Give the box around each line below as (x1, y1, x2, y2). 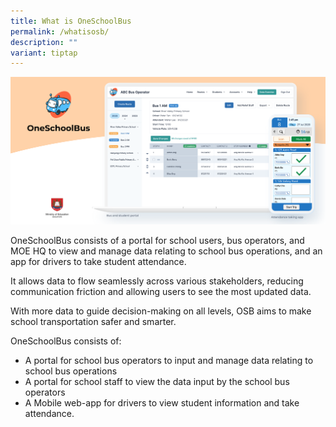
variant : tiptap (10, 48, 78, 58)
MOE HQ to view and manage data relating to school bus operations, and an (10, 245, 323, 257)
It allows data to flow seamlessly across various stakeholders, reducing (10, 275, 304, 287)
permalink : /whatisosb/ (10, 26, 110, 37)
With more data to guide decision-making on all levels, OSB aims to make (10, 305, 312, 317)
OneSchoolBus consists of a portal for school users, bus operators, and (10, 235, 305, 246)
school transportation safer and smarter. (10, 316, 177, 327)
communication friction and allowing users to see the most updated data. (10, 286, 312, 297)
